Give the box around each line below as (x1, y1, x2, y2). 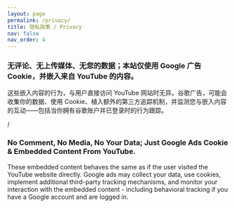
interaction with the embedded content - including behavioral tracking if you (7, 185, 229, 193)
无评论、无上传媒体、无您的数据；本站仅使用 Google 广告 (7, 61, 202, 71)
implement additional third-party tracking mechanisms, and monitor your (7, 177, 218, 186)
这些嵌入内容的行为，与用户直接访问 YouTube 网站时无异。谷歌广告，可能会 (7, 89, 227, 97)
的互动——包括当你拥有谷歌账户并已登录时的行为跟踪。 (7, 106, 167, 115)
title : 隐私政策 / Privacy (7, 23, 82, 30)
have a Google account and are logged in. (7, 193, 129, 201)
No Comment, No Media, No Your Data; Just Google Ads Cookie (7, 138, 229, 148)
